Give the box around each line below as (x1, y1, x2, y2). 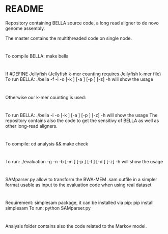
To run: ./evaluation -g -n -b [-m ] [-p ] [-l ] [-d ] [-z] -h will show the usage (5, 159, 163, 165)
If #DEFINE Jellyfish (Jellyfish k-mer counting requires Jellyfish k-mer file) (5, 71, 161, 77)
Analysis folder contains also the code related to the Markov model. (5, 223, 147, 229)
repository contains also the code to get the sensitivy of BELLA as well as (5, 118, 159, 124)
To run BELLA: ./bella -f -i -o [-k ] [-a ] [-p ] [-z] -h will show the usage (5, 76, 154, 82)
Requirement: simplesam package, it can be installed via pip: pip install (5, 199, 154, 206)
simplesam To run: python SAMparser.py (5, 205, 91, 211)
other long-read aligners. (5, 123, 58, 129)
